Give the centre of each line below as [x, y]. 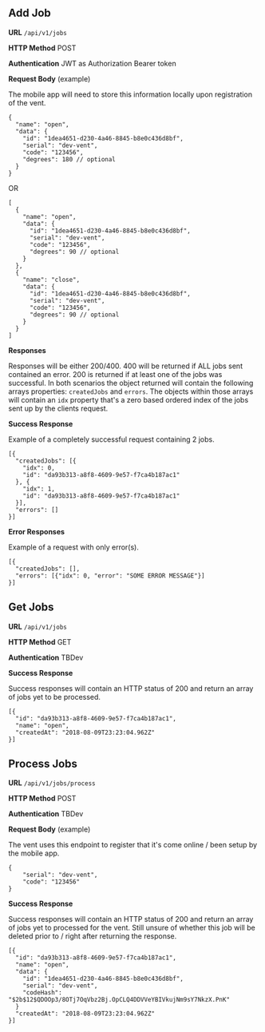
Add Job [30, 13]
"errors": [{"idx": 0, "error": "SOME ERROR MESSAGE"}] [110, 576]
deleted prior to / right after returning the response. [93, 936]
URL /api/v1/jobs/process [52, 783]
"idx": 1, [39, 489]
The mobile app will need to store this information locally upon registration [131, 94]
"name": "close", [51, 280]
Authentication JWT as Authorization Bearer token [93, 63]
